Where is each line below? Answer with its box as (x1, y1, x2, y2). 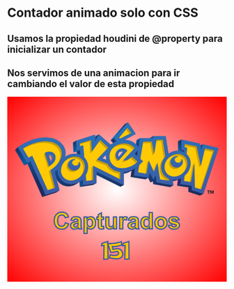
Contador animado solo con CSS (7, 5, 198, 21)
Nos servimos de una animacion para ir (7, 67, 180, 79)
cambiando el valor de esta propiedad (7, 78, 175, 90)
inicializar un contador (7, 43, 107, 55)
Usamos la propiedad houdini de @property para (7, 33, 223, 45)
